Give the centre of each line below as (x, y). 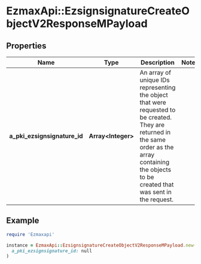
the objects (156, 170)
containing (154, 162)
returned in (155, 132)
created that (157, 185)
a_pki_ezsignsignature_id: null (52, 251)
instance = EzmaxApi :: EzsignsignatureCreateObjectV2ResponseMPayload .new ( (101, 245)
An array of (156, 73)
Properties (26, 46)
